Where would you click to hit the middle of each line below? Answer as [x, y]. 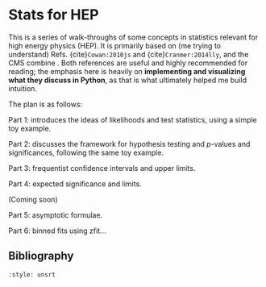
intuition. [23, 88]
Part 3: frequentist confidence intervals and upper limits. [102, 168]
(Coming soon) [33, 199]
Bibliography [41, 256]
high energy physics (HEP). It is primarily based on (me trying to [115, 45]
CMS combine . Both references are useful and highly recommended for [128, 63]
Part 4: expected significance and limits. [75, 184]
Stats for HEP [54, 15]
